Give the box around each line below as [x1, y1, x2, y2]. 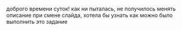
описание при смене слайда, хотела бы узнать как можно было [6, 12, 173, 19]
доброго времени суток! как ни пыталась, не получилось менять [6, 5, 177, 12]
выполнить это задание [6, 18, 68, 25]
